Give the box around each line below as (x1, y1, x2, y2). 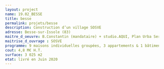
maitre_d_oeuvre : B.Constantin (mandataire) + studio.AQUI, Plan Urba (5, 34, 152, 39)
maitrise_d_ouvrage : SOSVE (5, 39, 62, 44)
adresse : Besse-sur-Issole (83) (5, 30, 71, 34)
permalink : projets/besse (5, 20, 58, 26)
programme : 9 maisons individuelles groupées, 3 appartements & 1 (5, 43, 143, 48)
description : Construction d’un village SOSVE (5, 25, 102, 30)
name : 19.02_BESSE (5, 12, 42, 17)
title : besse (5, 16, 32, 21)
